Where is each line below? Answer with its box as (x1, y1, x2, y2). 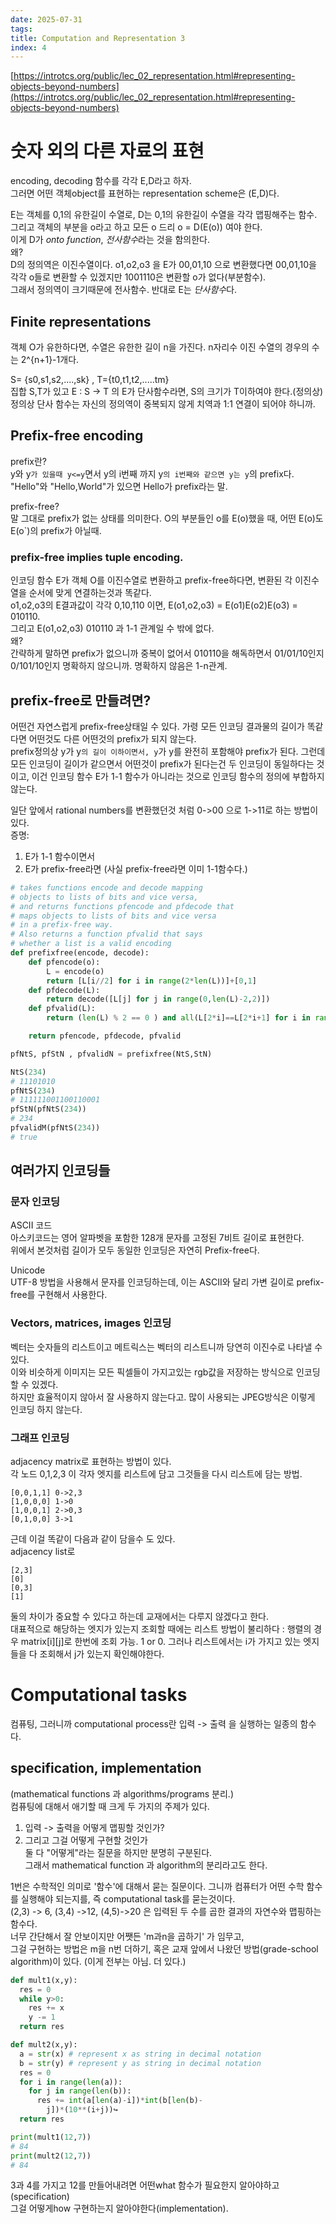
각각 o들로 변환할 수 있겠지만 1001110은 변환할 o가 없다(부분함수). (10, 271, 267, 283)
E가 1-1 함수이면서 (24, 850, 96, 862)
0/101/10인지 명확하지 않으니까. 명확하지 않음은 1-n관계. (10, 660, 228, 672)
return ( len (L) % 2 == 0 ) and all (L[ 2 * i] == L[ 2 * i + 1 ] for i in (46, 1013, 311, 1023)
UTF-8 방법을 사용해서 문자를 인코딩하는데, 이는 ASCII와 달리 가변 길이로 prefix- (10, 1276, 325, 1288)
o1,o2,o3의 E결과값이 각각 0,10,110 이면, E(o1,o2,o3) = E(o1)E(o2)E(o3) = (10, 599, 298, 611)
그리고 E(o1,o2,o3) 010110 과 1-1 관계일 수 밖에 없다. (10, 622, 215, 635)
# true (10, 1132, 38, 1142)
